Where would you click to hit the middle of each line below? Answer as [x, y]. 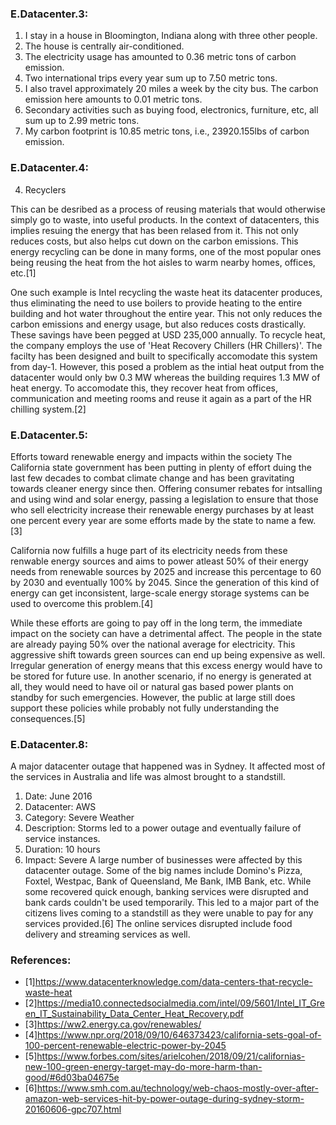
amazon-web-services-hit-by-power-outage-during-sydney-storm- [164, 1099]
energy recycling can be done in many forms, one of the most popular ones [166, 251]
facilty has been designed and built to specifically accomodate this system [164, 356]
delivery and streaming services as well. [107, 934]
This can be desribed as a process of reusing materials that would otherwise [168, 209]
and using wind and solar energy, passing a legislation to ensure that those [164, 499]
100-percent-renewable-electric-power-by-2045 [125, 1046]
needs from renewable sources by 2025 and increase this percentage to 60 [166, 571]
